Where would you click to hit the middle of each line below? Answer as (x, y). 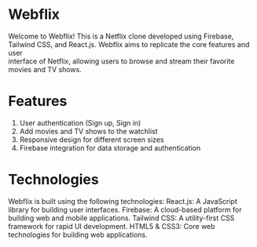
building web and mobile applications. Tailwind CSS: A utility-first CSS (121, 218)
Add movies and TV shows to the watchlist (89, 131)
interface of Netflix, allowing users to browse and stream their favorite (121, 61)
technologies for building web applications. (78, 234)
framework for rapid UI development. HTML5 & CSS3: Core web (112, 226)
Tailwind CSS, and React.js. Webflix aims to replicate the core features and (129, 44)
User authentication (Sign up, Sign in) (80, 122)
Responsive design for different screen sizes (92, 140)
